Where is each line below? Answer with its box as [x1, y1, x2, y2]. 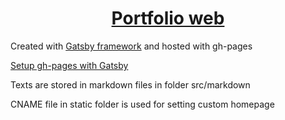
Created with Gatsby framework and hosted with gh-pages [10, 40, 253, 52]
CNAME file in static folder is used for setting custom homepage [10, 98, 275, 110]
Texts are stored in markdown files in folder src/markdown [10, 78, 251, 91]
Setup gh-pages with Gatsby [10, 59, 129, 71]
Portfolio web [111, 7, 225, 30]
